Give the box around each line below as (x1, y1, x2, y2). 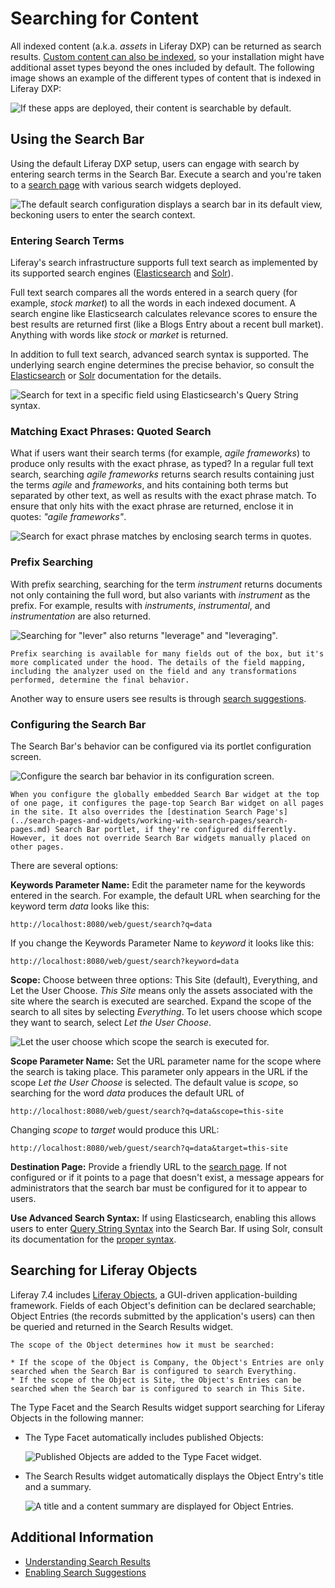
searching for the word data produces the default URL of (10, 1087, 245, 1099)
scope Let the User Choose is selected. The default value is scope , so (10, 1076, 299, 1088)
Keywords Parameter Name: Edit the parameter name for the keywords (10, 878, 306, 891)
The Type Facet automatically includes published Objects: (24, 1431, 264, 1443)
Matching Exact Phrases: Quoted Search (10, 424, 212, 438)
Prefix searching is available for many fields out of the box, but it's (10, 648, 325, 659)
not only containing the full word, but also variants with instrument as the (10, 588, 311, 601)
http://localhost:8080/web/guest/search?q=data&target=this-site (10, 1143, 288, 1153)
